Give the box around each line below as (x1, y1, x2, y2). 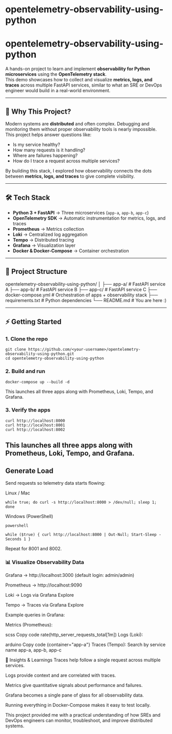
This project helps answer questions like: (5, 132, 92, 138)
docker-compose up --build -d (5, 379, 70, 384)
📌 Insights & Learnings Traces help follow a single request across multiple (5, 657, 161, 663)
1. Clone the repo (5, 335, 48, 342)
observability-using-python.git (5, 352, 74, 357)
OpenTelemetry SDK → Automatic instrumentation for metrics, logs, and (12, 215, 166, 221)
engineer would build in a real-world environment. (5, 88, 111, 94)
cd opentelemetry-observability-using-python (5, 356, 104, 361)
